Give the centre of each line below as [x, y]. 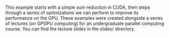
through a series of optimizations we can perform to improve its [72, 13]
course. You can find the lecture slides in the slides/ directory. [70, 29]
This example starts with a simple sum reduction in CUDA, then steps [78, 7]
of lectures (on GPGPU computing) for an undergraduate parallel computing [85, 23]
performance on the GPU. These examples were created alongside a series [84, 18]
